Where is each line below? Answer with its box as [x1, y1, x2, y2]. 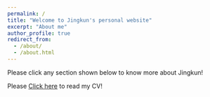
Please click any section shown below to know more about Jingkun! [7, 68, 204, 77]
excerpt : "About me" [7, 23, 68, 30]
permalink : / [7, 10, 46, 17]
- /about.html [13, 50, 55, 57]
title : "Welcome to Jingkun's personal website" [7, 17, 152, 24]
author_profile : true [7, 29, 71, 37]
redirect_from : [7, 36, 52, 43]
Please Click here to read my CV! [7, 82, 103, 90]
